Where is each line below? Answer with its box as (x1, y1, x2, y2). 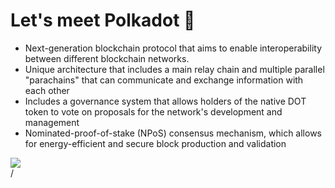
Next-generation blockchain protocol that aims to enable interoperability (24, 42, 323, 54)
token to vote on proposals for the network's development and (24, 105, 283, 118)
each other (24, 84, 70, 96)
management (24, 116, 80, 128)
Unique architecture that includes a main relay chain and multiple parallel (24, 63, 325, 75)
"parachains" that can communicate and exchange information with (24, 74, 304, 86)
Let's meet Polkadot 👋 (10, 9, 196, 32)
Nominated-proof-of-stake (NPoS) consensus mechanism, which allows (24, 127, 322, 139)
